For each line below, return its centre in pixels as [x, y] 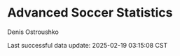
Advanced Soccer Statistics [90, 13]
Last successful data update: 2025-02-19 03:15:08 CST [88, 45]
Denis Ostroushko [33, 32]
